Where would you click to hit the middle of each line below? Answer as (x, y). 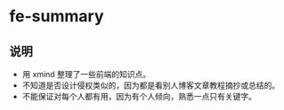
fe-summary (57, 16)
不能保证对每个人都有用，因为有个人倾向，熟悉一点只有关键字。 (139, 96)
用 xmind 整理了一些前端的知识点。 (86, 74)
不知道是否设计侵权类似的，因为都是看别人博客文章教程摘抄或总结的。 (151, 85)
